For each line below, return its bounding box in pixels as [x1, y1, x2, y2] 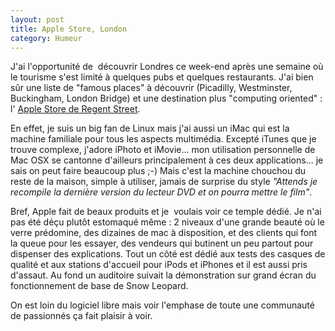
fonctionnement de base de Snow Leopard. [10, 280, 189, 292]
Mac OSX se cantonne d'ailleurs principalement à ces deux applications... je [10, 154, 324, 166]
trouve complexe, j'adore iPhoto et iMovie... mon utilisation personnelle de [10, 144, 316, 156]
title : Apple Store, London [10, 24, 128, 34]
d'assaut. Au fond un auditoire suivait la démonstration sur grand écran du [10, 269, 317, 281]
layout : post [10, 14, 65, 25]
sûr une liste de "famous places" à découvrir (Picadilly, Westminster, [10, 82, 293, 94]
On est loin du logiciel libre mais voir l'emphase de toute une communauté [10, 299, 315, 311]
